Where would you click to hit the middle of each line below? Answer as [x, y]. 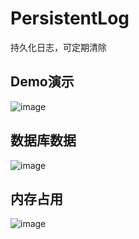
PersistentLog [70, 18]
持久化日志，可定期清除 [58, 47]
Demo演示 [42, 82]
